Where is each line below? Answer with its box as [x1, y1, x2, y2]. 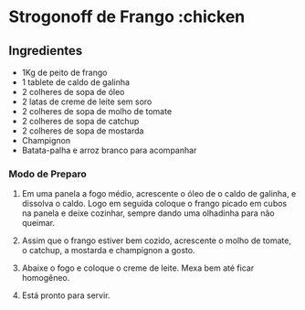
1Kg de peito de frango [21, 67, 108, 78]
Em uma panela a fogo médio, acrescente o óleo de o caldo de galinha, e [21, 188, 297, 199]
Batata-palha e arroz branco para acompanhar [21, 144, 197, 155]
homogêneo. [21, 273, 70, 283]
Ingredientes [8, 43, 83, 59]
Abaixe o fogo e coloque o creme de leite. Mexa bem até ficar [21, 262, 255, 273]
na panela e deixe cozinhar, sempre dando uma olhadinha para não [21, 208, 275, 219]
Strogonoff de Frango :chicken [8, 6, 246, 27]
